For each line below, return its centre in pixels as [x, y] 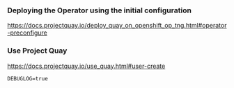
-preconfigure [27, 33]
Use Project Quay [37, 51]
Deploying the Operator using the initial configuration [99, 10]
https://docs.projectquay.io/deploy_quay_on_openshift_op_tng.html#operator [117, 26]
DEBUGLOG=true [28, 78]
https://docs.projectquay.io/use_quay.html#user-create [86, 66]
